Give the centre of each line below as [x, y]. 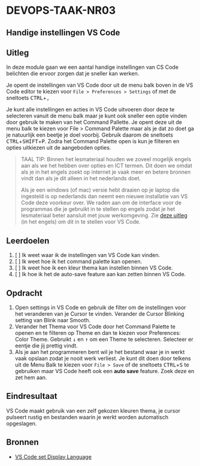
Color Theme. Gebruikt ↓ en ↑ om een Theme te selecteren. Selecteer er [104, 340]
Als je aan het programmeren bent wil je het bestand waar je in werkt [100, 352]
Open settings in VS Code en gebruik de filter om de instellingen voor [101, 308]
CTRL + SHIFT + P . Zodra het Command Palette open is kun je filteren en [93, 141]
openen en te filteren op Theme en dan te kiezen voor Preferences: [98, 333]
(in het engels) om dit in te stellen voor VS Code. [81, 222]
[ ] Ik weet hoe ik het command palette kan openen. [78, 262]
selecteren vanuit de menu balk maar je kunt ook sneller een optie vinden [97, 116]
